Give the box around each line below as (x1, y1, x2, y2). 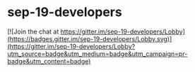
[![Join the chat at (7, 27, 59, 36)
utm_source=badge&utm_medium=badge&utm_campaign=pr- (7, 50, 188, 58)
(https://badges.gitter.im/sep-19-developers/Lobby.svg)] (7, 34, 172, 43)
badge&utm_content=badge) (7, 57, 91, 65)
